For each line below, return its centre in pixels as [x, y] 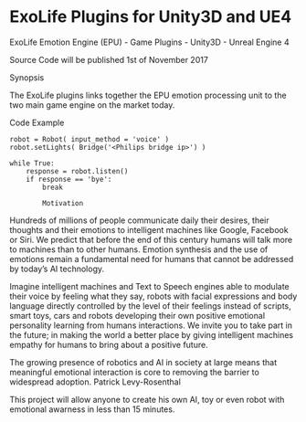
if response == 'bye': [69, 179]
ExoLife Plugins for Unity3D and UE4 [151, 17]
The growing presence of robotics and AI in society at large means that [143, 362]
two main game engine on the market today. [92, 105]
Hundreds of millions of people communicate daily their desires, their [139, 220]
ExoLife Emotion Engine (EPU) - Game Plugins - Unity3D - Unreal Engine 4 [149, 42]
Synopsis [27, 77]
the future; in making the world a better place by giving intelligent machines [152, 334]
